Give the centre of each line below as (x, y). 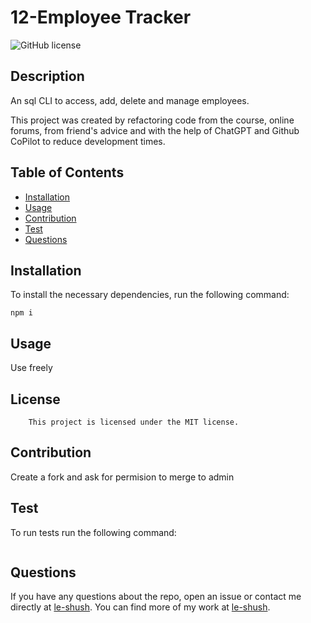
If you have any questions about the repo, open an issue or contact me (156, 597)
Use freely (31, 368)
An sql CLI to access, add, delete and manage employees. (130, 100)
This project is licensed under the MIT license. (134, 422)
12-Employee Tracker (101, 17)
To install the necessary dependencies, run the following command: (150, 295)
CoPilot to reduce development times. (88, 141)
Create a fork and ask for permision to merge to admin (122, 477)
